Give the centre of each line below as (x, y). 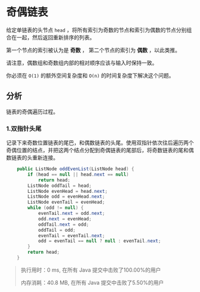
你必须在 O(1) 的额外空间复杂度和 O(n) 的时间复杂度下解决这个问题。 (90, 75)
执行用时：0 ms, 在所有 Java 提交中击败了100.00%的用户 (91, 270)
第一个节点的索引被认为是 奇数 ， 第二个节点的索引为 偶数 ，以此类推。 (93, 50)
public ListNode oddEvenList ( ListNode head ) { (76, 169)
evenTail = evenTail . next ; (71, 236)
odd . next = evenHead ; (65, 219)
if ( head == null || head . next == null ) (78, 174)
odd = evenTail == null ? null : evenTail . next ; (99, 241)
